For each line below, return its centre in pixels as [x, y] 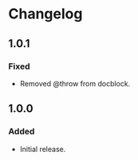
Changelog [45, 14]
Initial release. [43, 149]
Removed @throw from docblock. [75, 83]
